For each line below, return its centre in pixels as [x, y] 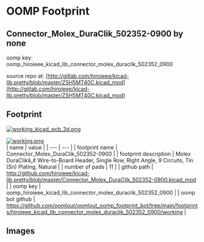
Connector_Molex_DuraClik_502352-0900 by [95, 34]
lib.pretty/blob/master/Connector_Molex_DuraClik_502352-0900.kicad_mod [101, 179]
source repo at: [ [27, 76]
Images [21, 231]
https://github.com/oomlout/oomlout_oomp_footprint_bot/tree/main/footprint [102, 206]
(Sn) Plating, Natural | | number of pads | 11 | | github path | [80, 167]
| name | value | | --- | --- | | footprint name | [62, 147]
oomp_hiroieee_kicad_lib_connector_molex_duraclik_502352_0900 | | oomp [101, 192]
